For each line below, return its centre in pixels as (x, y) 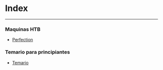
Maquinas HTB (23, 29)
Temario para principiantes (38, 52)
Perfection (22, 40)
